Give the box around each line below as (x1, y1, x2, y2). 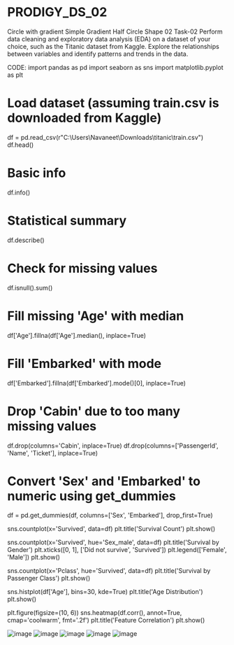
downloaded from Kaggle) (7, 110, 162, 126)
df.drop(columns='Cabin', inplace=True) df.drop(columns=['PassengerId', (7, 441, 219, 450)
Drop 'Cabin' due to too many (7, 403, 180, 419)
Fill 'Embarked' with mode (7, 355, 162, 371)
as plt (7, 71, 23, 79)
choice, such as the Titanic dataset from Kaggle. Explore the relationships (7, 42, 220, 50)
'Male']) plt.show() (7, 553, 61, 562)
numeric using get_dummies (7, 488, 176, 504)
